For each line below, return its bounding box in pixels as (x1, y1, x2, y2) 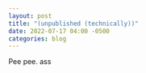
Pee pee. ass (8, 57, 52, 67)
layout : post (8, 11, 52, 20)
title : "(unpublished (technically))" (8, 19, 139, 28)
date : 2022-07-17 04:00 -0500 (8, 27, 111, 35)
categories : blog (8, 34, 67, 43)
